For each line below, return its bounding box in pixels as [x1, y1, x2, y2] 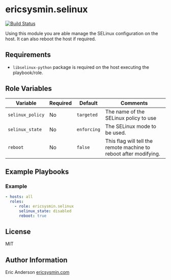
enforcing [76, 126, 101, 132]
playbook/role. [12, 69, 43, 75]
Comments [120, 99, 148, 107]
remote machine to [105, 144, 150, 151]
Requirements [5, 50, 51, 59]
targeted [76, 112, 98, 118]
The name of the [105, 108, 145, 115]
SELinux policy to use [105, 114, 157, 121]
